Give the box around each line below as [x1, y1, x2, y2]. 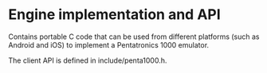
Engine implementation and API [8, 6, 221, 24]
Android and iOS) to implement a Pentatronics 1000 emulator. [8, 40, 210, 49]
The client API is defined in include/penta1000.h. [8, 56, 167, 65]
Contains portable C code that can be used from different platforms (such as [8, 32, 260, 41]
